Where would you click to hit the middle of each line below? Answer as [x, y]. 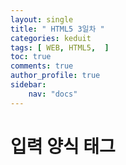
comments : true [42, 66]
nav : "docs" [53, 94]
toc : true [31, 57]
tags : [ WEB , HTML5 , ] [60, 47]
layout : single [42, 19]
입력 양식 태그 [63, 146]
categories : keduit [51, 38]
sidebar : [28, 85]
